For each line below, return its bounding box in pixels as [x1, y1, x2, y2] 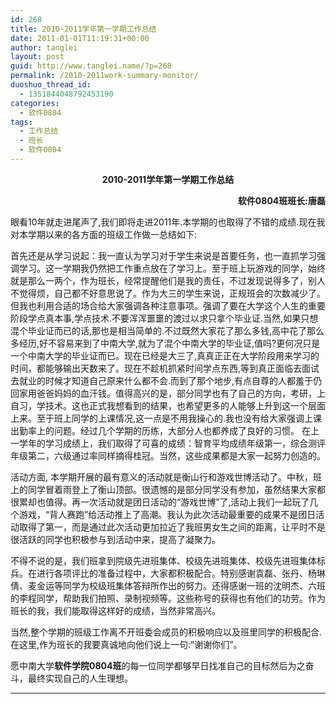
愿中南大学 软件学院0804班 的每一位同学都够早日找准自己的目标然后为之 [10, 659, 306, 671]
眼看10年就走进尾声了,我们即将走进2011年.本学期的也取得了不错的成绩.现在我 [10, 216, 326, 228]
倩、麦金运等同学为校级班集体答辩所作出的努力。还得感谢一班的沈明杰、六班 [10, 579, 326, 591]
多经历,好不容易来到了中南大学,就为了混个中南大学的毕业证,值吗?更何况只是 [10, 337, 321, 349]
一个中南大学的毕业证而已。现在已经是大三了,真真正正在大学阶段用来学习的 [10, 349, 320, 361]
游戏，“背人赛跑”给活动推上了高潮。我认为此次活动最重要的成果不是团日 [18, 508, 317, 520]
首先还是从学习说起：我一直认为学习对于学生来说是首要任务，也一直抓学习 [10, 249, 317, 261]
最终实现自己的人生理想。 [27, 672, 133, 684]
